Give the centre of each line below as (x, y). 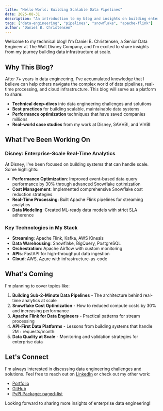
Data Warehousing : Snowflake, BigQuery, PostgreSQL (66, 243)
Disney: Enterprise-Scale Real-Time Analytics (60, 154)
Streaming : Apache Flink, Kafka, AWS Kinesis (58, 238)
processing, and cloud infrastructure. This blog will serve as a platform (85, 89)
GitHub (19, 388)
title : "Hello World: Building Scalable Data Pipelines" (64, 9)
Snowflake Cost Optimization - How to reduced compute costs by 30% (84, 305)
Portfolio (21, 383)
